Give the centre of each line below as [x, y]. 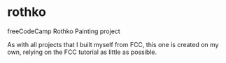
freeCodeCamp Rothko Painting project [64, 31]
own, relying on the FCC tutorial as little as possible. [82, 52]
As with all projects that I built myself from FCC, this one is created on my [113, 44]
